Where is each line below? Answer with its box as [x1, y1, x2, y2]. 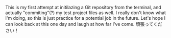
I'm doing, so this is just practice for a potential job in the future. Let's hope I [5, 15, 166, 21]
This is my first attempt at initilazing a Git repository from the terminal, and [5, 5, 162, 10]
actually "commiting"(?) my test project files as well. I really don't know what [5, 10, 166, 16]
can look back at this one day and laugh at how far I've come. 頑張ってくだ [5, 21, 162, 27]
